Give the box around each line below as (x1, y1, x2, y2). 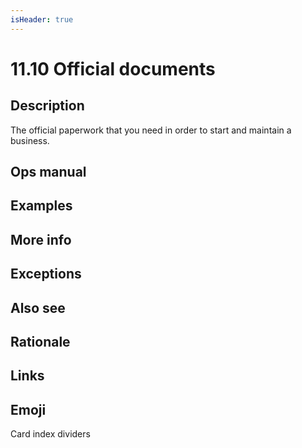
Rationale (10, 333, 71, 350)
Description (10, 97, 85, 115)
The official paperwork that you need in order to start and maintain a (10, 124, 292, 136)
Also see (10, 299, 66, 316)
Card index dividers (10, 428, 91, 440)
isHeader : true (10, 14, 74, 25)
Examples (10, 197, 73, 215)
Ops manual (10, 164, 87, 181)
